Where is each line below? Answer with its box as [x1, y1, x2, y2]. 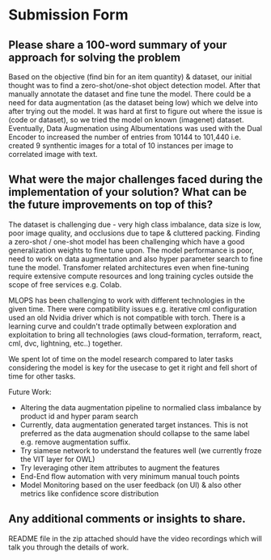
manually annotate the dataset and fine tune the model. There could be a [8, 89, 252, 99]
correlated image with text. [8, 150, 99, 159]
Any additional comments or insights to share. [8, 512, 247, 526]
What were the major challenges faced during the [8, 172, 263, 187]
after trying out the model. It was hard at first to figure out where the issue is [8, 107, 263, 116]
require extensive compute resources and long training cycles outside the [8, 271, 254, 281]
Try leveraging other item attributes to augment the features [19, 463, 220, 473]
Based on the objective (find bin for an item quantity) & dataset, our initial [8, 72, 252, 82]
